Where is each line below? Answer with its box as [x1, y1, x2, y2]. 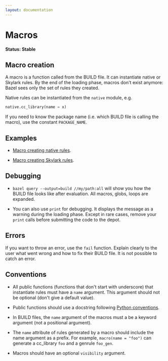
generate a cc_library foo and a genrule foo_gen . [12, 340, 114, 346]
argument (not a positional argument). [12, 319, 92, 326]
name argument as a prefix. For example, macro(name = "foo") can [12, 335, 152, 341]
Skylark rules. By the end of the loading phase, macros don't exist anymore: [5, 80, 163, 86]
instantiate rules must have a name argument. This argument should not [12, 289, 160, 295]
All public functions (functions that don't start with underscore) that [12, 283, 153, 290]
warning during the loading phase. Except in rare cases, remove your [12, 211, 157, 217]
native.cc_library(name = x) [5, 104, 67, 110]
